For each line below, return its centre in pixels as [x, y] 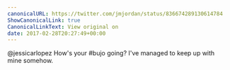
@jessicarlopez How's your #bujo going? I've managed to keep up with [111, 53]
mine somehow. [30, 61]
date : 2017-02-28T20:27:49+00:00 [57, 33]
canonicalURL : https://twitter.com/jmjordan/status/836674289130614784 [115, 14]
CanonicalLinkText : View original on [63, 27]
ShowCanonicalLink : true [44, 20]
